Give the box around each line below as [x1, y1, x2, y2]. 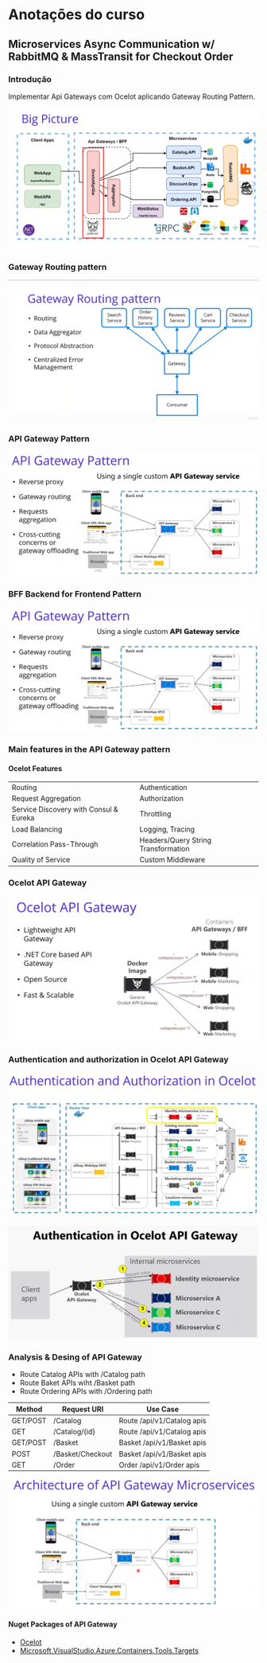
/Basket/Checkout [52, 1449, 113, 1458]
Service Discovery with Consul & [11, 804, 118, 814]
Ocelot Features [8, 763, 62, 773]
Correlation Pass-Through [11, 839, 99, 849]
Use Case [146, 1404, 180, 1414]
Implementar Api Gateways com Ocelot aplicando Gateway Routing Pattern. [8, 92, 256, 101]
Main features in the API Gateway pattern [8, 744, 171, 755]
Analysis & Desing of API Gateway [8, 1352, 143, 1363]
